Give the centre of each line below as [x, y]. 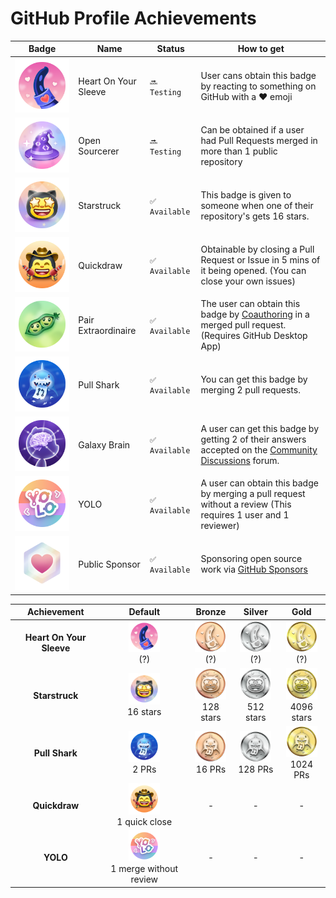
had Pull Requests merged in [259, 141]
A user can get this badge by [260, 429]
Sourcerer [99, 151]
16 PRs [211, 769]
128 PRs [256, 769]
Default [144, 612]
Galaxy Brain [104, 444]
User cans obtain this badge [258, 76]
